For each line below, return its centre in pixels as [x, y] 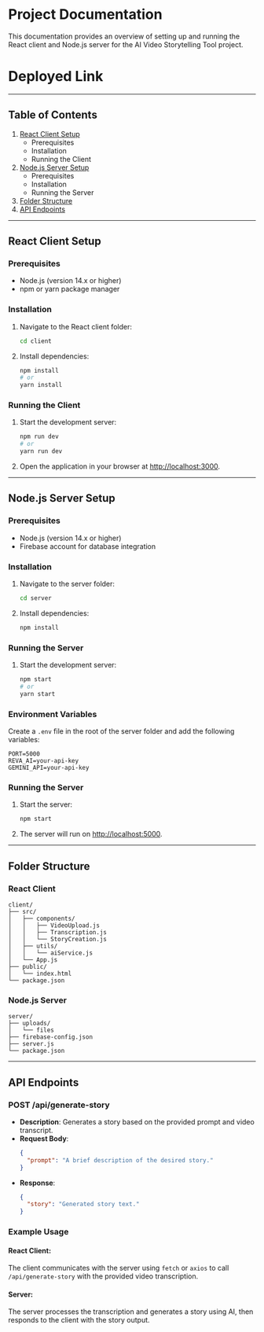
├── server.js [31, 1044]
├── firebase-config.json [50, 1037]
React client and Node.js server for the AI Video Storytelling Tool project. [126, 44]
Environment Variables [53, 714]
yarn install [41, 385]
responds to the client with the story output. [79, 1320]
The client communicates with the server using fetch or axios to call [119, 1268]
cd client [36, 341]
